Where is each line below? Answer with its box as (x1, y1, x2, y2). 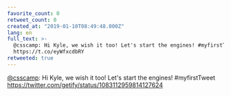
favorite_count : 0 (7, 10, 60, 17)
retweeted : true (7, 55, 54, 62)
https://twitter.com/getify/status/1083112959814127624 (7, 80, 164, 89)
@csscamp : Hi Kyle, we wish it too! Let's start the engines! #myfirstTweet (7, 73, 215, 82)
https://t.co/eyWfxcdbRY (13, 49, 85, 56)
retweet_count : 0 (7, 16, 57, 23)
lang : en (7, 29, 32, 36)
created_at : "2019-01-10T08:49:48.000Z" (7, 23, 125, 29)
